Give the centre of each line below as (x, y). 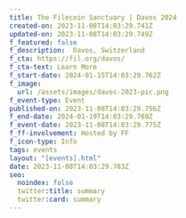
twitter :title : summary (61, 191)
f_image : (25, 84)
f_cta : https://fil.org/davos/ (67, 59)
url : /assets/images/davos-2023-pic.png (93, 92)
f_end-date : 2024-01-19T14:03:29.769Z (81, 117)
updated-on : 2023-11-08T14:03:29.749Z (81, 34)
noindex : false (45, 183)
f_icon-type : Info (43, 141)
